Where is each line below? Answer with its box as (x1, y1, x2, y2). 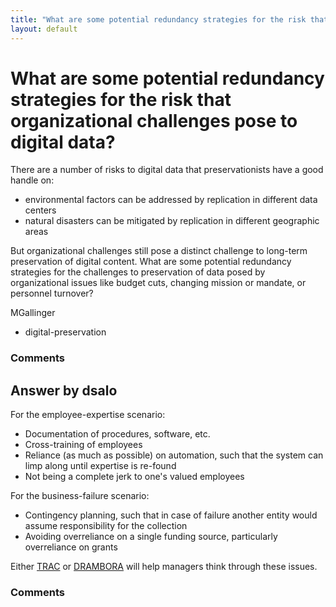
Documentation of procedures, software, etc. (24, 428, 211, 440)
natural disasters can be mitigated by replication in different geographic (24, 215, 320, 227)
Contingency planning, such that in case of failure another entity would (24, 509, 318, 521)
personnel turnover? (10, 287, 94, 300)
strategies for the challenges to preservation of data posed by (10, 266, 266, 278)
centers (24, 204, 57, 216)
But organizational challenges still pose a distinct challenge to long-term (10, 245, 308, 257)
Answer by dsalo (10, 382, 118, 399)
